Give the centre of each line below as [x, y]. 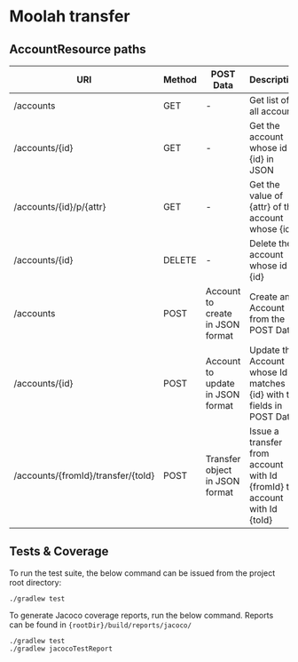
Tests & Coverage [59, 551]
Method [180, 80]
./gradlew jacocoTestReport [61, 649]
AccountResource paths [78, 49]
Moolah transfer [70, 16]
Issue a [264, 431]
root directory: [35, 582]
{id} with [267, 395]
